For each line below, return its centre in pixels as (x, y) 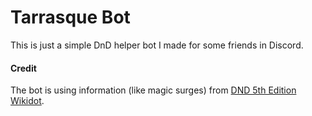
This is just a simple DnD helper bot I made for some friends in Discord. (157, 45)
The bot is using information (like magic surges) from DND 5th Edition (153, 90)
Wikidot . (27, 101)
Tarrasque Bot (70, 17)
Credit (23, 68)
